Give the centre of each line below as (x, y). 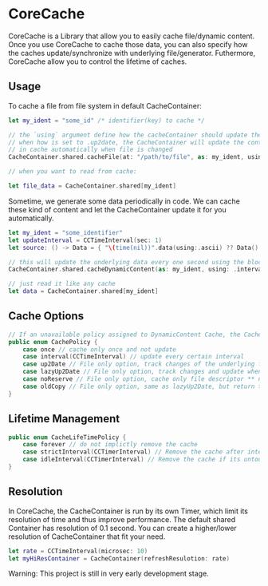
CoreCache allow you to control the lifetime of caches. (98, 61)
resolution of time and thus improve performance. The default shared (122, 519)
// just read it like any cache (62, 284)
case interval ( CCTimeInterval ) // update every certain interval (134, 357)
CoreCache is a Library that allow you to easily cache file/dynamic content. (132, 36)
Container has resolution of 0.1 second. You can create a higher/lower (122, 528)
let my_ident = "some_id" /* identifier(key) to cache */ (106, 121)
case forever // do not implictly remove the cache (110, 445)
